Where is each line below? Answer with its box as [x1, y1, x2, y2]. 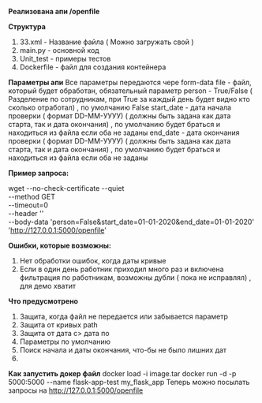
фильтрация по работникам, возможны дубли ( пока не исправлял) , [19, 273, 252, 282]
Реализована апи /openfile [8, 7, 100, 16]
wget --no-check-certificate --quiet [8, 184, 125, 192]
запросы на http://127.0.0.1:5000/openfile [8, 386, 144, 395]
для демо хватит [19, 282, 77, 290]
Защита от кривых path [19, 320, 99, 330]
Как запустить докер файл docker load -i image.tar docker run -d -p [8, 369, 237, 378]
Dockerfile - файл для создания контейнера [19, 62, 167, 72]
